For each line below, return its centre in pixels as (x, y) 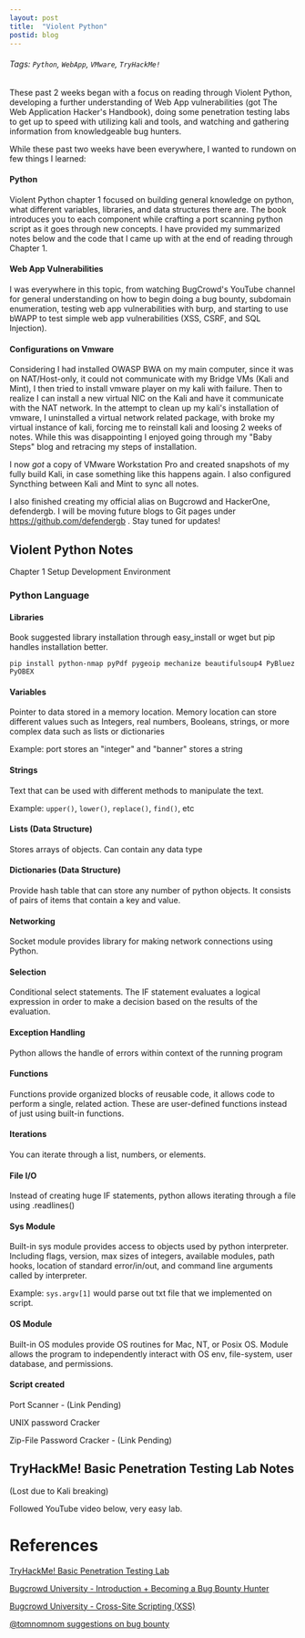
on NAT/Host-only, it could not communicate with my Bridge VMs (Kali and (149, 379)
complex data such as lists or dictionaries (87, 732)
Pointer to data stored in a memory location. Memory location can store (143, 712)
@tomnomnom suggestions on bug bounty (90, 1623)
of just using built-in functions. (67, 1113)
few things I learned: (48, 158)
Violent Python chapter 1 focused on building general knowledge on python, (152, 199)
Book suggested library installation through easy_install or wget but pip (142, 637)
